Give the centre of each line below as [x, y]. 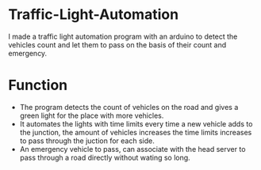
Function [38, 85]
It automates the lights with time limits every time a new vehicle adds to [136, 123]
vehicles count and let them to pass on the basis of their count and [117, 44]
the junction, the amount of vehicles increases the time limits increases [136, 132]
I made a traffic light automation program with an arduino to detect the [123, 36]
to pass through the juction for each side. [87, 141]
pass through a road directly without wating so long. [105, 157]
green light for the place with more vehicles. [92, 115]
